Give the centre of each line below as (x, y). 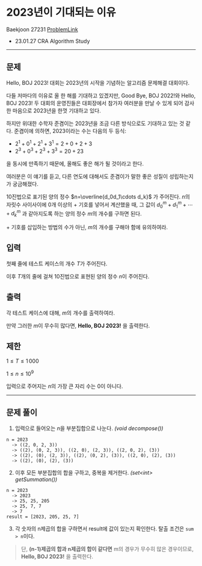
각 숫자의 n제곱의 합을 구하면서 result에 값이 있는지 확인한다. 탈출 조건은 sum (104, 528)
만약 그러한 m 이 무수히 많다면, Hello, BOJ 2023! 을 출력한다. (78, 325)
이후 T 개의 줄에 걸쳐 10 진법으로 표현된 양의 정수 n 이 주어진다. (78, 276)
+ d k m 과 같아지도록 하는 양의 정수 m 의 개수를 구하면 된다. (74, 214)
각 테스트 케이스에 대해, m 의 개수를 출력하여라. (61, 313)
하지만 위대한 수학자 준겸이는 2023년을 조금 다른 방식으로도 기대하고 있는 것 (95, 123)
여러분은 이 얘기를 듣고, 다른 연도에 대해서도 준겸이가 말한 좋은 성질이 (87, 177)
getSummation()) (36, 479)
